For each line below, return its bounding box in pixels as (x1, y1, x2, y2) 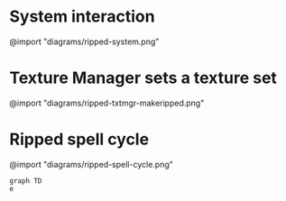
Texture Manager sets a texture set (9, 68, 278, 88)
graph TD (9, 176, 42, 186)
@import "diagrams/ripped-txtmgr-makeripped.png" (9, 97, 205, 108)
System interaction (9, 6, 155, 27)
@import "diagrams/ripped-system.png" (9, 36, 160, 47)
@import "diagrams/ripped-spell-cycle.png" (9, 159, 174, 169)
